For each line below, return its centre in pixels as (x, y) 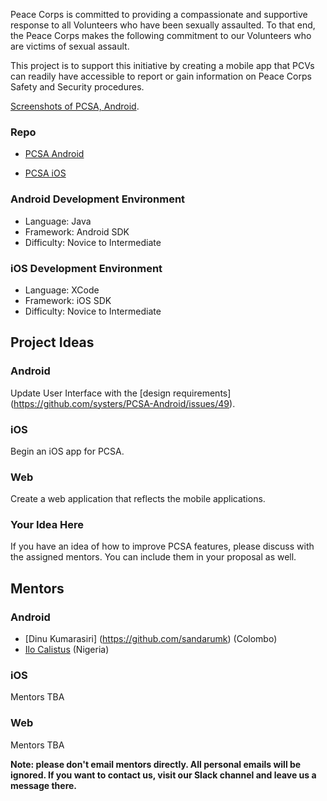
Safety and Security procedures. (77, 87)
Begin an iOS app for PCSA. (67, 451)
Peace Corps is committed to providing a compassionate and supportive (159, 14)
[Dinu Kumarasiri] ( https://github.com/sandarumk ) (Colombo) (151, 639)
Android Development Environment (98, 199)
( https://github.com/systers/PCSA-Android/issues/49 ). (123, 403)
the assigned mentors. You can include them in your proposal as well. (153, 557)
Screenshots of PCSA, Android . (75, 106)
